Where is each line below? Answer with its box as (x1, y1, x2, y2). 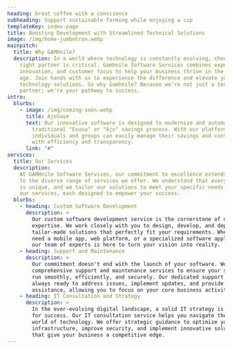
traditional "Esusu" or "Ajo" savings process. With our (32, 126, 199, 133)
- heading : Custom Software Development (19, 203, 137, 210)
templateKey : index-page (7, 23, 79, 30)
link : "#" (25, 145, 54, 152)
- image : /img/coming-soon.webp (19, 106, 113, 113)
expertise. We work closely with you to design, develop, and (32, 222, 215, 229)
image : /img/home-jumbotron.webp (7, 36, 104, 43)
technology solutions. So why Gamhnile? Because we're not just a (19, 81, 215, 88)
